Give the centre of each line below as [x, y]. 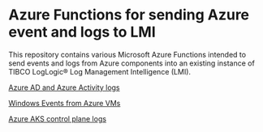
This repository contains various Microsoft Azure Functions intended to [127, 54]
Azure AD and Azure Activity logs [64, 87]
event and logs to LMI [82, 32]
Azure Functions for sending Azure [129, 15]
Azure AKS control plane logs [58, 118]
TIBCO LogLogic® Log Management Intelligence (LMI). [100, 71]
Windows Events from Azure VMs [65, 103]
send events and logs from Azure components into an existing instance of [132, 63]
